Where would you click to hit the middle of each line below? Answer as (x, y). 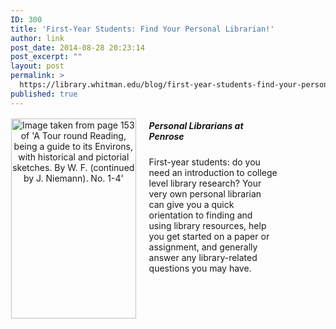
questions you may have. (200, 268)
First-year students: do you (204, 162)
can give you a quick (191, 204)
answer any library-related (203, 257)
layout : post (37, 66)
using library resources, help (207, 225)
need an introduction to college (213, 172)
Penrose (166, 137)
